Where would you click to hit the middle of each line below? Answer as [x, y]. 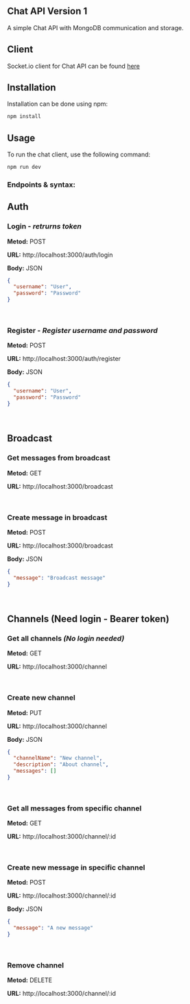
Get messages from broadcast [59, 458]
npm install [24, 117]
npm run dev [24, 167]
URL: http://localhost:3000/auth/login [60, 255]
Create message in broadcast [57, 517]
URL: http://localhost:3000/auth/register [64, 359]
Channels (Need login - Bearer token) [88, 619]
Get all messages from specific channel [74, 808]
